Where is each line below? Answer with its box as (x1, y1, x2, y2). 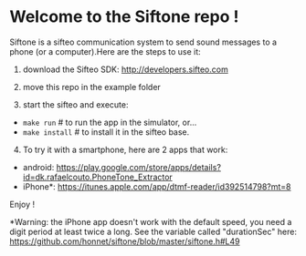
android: (22, 161, 55, 172)
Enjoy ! (9, 199, 36, 210)
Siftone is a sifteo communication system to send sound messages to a (9, 36, 277, 47)
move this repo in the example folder (22, 81, 162, 92)
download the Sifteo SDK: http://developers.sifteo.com (22, 64, 228, 75)
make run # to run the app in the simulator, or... (22, 117, 197, 128)
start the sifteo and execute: (22, 98, 129, 110)
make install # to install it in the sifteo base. (22, 126, 190, 138)
